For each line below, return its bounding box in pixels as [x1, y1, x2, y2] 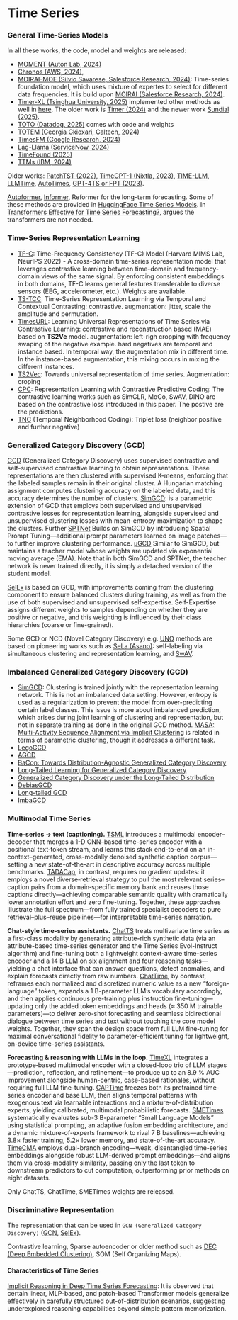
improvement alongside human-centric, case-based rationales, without [7, 1076, 215, 1084]
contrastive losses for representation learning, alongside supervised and [7, 509, 220, 518]
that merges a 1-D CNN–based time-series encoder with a [33, 837, 203, 846]
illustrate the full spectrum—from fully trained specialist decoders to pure [7, 905, 222, 913]
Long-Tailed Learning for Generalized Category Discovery [17, 766, 187, 774]
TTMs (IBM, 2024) [17, 158, 72, 167]
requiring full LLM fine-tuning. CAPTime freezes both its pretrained [7, 1083, 203, 1092]
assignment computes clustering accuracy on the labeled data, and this [7, 487, 216, 495]
